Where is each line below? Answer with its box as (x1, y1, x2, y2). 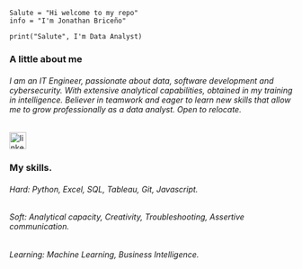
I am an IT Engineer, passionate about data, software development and (9, 75, 274, 85)
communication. (9, 221, 70, 232)
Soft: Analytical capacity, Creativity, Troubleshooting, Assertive (9, 211, 245, 222)
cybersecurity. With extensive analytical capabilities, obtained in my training (9, 85, 293, 95)
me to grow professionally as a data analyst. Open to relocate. (9, 103, 242, 114)
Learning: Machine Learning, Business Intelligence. (9, 248, 200, 260)
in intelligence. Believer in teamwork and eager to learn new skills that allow (9, 94, 291, 105)
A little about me (9, 52, 83, 65)
